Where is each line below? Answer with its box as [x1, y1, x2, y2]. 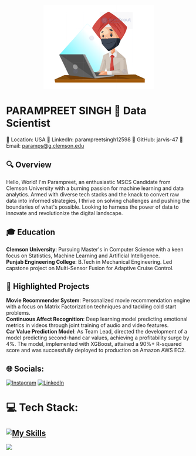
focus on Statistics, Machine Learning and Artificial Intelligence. [6, 252, 160, 259]
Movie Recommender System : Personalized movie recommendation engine [6, 297, 191, 304]
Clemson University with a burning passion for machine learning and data [6, 185, 184, 192]
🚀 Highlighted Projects [6, 281, 90, 291]
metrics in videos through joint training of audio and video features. [6, 322, 169, 329]
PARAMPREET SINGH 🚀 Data [6, 104, 147, 118]
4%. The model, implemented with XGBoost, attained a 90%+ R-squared [6, 341, 182, 348]
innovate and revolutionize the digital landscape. [6, 209, 123, 216]
